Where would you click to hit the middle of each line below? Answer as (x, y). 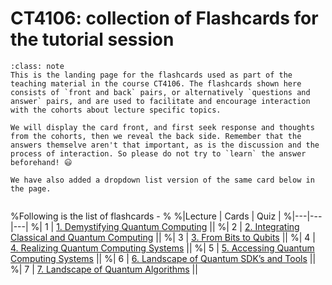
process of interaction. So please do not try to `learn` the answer (158, 153)
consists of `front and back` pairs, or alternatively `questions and (160, 92)
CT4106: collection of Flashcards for (164, 18)
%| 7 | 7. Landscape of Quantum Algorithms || (104, 269)
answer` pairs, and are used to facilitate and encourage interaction (160, 101)
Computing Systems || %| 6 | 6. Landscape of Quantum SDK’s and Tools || (163, 258)
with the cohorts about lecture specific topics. (116, 110)
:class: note (37, 66)
